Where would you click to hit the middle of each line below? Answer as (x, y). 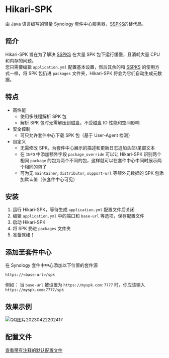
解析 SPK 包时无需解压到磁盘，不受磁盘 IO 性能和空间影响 (80, 122)
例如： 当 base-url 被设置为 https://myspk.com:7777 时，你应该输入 (75, 285)
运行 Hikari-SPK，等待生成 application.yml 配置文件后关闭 (73, 209)
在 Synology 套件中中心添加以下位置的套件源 (52, 265)
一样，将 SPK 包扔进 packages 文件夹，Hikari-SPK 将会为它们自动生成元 (83, 73)
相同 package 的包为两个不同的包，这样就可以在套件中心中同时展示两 (91, 160)
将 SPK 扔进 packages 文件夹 (42, 229)
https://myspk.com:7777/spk (35, 290)
